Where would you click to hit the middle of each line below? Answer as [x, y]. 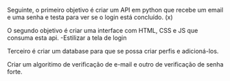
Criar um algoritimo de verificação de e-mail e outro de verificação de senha [115, 64]
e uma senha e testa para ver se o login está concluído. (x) [90, 17]
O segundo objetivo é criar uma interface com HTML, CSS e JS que [103, 31]
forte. [15, 72]
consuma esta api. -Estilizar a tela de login [67, 38]
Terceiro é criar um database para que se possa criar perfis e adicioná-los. [113, 51]
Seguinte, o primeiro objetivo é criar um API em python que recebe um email [115, 10]
